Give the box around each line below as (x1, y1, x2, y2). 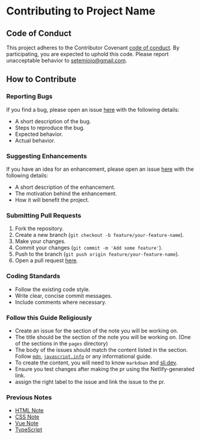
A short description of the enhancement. (14, 183, 116, 191)
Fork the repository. (14, 225, 64, 232)
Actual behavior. (14, 137, 56, 144)
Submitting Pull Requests (6, 211, 82, 219)
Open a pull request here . (14, 257, 78, 264)
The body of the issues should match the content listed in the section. (14, 346, 188, 353)
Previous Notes (6, 393, 52, 401)
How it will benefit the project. (14, 196, 89, 203)
